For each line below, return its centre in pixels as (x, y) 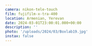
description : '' (21, 27)
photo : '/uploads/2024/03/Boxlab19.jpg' (47, 32)
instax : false (19, 36)
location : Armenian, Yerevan (35, 18)
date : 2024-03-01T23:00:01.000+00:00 (43, 23)
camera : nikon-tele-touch (31, 9)
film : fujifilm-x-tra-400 (31, 14)
